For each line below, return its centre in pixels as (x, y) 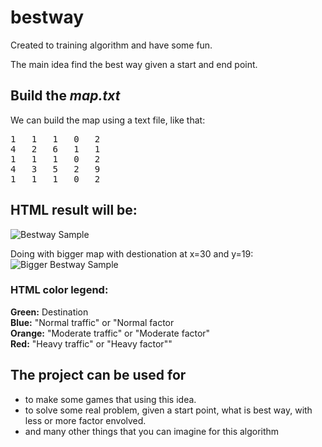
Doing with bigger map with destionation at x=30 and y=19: (132, 253)
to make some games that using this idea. (110, 399)
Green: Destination (49, 312)
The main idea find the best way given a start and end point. (134, 64)
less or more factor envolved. (85, 420)
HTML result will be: (74, 210)
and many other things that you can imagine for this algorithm (152, 431)
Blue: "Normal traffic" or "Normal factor (92, 322)
